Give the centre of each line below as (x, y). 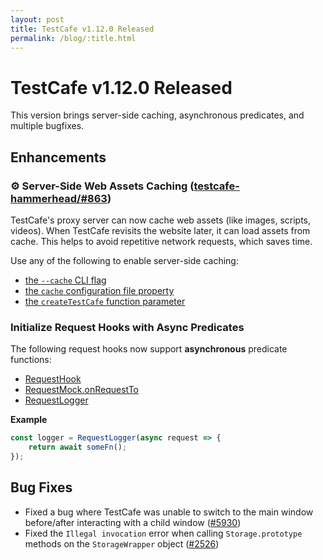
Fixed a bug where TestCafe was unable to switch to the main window (169, 512)
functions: (31, 360)
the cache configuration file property (99, 290)
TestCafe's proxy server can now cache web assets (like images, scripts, (160, 220)
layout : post (37, 19)
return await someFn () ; (78, 447)
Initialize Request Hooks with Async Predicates (127, 327)
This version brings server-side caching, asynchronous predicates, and (157, 115)
